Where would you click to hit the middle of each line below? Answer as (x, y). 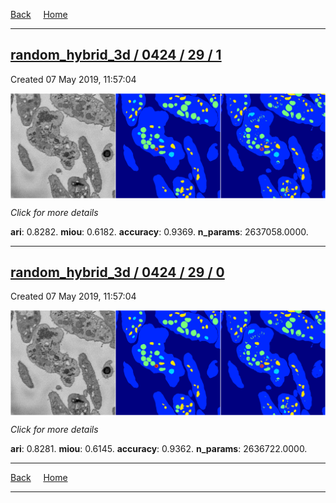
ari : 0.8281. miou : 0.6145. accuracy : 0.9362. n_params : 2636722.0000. (159, 449)
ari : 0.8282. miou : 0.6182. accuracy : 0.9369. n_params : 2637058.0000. (159, 231)
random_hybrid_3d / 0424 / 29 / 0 (117, 272)
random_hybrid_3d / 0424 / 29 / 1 (116, 55)
